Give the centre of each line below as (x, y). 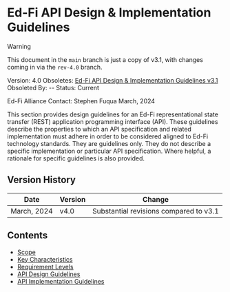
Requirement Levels (45, 267)
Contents (28, 236)
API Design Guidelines (49, 274)
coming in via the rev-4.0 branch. (55, 67)
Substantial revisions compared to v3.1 (155, 211)
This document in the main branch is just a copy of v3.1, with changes (105, 59)
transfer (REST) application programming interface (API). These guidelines (113, 121)
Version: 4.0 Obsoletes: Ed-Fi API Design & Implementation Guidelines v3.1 (113, 80)
